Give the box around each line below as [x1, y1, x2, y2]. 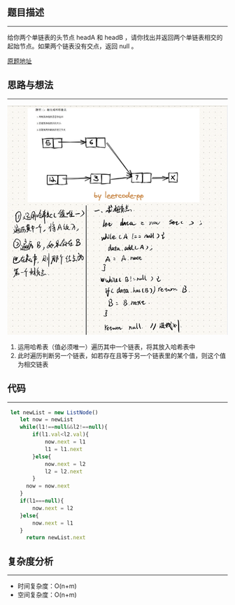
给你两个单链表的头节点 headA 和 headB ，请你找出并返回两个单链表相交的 [7, 33, 223, 41]
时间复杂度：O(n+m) [17, 582, 77, 590]
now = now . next [25, 483, 71, 490]
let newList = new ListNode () [10, 408, 99, 416]
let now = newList [20, 416, 73, 423]
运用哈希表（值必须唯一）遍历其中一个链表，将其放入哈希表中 [17, 342, 196, 351]
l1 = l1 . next [44, 446, 83, 453]
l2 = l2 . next [44, 468, 83, 475]
